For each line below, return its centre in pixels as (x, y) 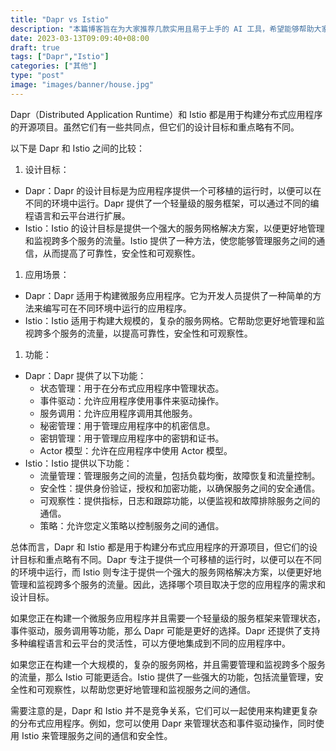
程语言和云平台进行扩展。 (77, 215)
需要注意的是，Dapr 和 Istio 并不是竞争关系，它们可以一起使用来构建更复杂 (164, 710)
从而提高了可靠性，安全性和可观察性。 (121, 253)
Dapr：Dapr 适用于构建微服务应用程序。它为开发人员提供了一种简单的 (168, 295)
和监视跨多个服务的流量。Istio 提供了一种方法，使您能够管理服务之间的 (170, 240)
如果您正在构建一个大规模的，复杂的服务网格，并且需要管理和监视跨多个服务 (168, 664)
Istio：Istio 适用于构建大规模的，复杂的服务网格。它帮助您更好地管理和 (170, 320)
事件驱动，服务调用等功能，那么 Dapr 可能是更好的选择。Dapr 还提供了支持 (165, 630)
